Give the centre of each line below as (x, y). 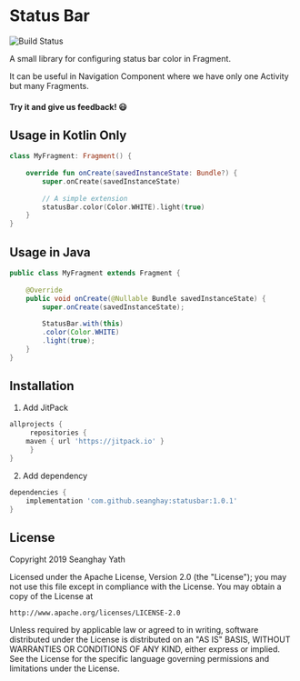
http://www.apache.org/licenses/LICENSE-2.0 (95, 613)
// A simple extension (85, 198)
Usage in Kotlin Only (68, 135)
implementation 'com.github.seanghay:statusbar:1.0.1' (132, 501)
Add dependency (55, 476)
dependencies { (38, 492)
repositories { (59, 433)
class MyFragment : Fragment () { (70, 156)
